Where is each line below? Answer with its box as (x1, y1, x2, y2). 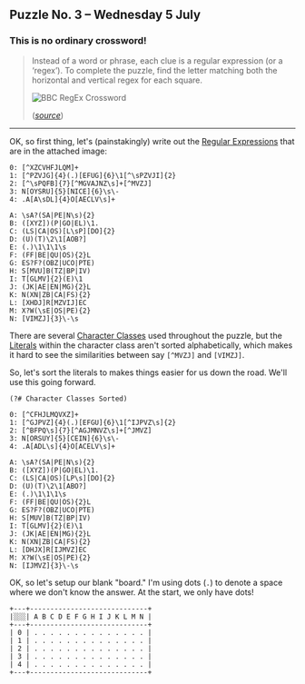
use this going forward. (9, 376, 97, 387)
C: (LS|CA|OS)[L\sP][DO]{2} (9, 226, 116, 235)
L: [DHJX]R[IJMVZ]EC (9, 545, 88, 554)
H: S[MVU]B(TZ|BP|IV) (9, 266, 92, 275)
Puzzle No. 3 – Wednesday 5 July (9, 7, 202, 23)
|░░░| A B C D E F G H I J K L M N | (9, 612, 152, 621)
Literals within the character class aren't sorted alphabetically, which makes (9, 340, 293, 351)
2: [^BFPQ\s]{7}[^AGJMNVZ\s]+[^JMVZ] (9, 426, 152, 435)
